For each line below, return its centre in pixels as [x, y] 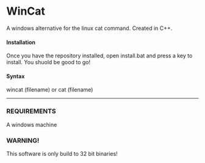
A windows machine [32, 125]
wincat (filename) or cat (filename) [50, 90]
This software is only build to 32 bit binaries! [62, 153]
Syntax [16, 76]
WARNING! [23, 140]
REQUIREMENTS [31, 111]
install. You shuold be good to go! [48, 62]
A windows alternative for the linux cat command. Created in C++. [89, 28]
